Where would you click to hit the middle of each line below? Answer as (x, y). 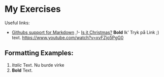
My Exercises (33, 9)
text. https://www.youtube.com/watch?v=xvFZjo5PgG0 (67, 38)
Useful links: (17, 23)
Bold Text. (22, 70)
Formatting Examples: (39, 53)
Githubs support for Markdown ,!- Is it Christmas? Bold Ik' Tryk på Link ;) (85, 32)
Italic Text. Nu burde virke (38, 65)
